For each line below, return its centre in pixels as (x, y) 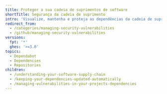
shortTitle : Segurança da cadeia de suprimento (55, 14)
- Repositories (25, 65)
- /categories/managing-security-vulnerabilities (62, 28)
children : (15, 70)
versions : (15, 38)
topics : (13, 51)
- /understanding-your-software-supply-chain (58, 75)
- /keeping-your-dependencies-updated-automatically (65, 79)
